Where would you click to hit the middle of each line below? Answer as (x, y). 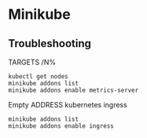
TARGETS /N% (32, 62)
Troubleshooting (50, 44)
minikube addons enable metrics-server (73, 90)
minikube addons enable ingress (61, 126)
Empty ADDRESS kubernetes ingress (68, 105)
